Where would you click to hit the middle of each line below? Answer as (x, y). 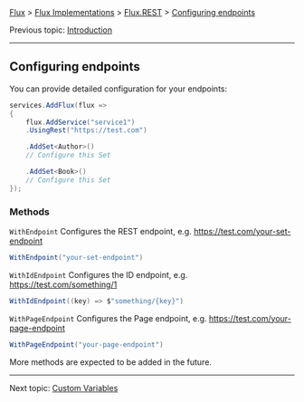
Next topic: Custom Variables (64, 388)
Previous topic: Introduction (61, 30)
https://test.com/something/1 (63, 284)
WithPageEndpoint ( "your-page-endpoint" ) (87, 345)
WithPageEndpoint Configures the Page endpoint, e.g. (108, 318)
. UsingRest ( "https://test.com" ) (86, 130)
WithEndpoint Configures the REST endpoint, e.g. (100, 231)
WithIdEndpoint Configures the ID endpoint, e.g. (99, 274)
